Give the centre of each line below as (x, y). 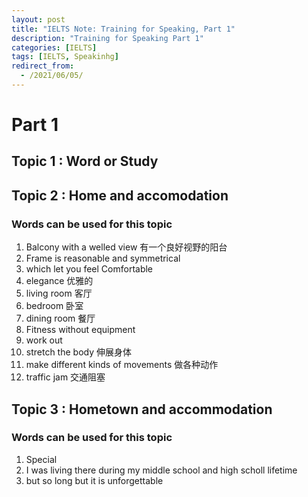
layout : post (38, 19)
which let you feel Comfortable (89, 269)
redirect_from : (43, 66)
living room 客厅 (59, 293)
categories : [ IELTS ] (54, 47)
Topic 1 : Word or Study (85, 161)
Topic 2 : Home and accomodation (120, 195)
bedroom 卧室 (54, 306)
